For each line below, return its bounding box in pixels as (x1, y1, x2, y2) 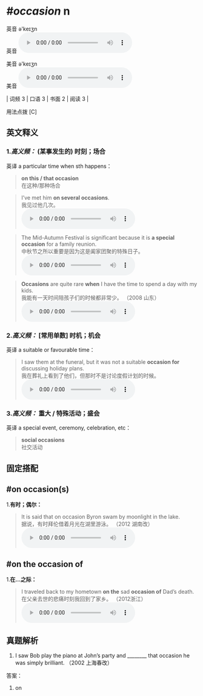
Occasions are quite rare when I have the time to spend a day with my (21, 280, 198, 287)
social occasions (21, 436, 65, 444)
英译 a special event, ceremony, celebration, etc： (6, 424, 131, 431)
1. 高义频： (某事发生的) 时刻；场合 (6, 147, 106, 156)
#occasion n (6, 4, 70, 18)
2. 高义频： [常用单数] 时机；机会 (6, 331, 101, 339)
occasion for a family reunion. (21, 240, 97, 248)
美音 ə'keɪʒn (6, 60, 38, 68)
